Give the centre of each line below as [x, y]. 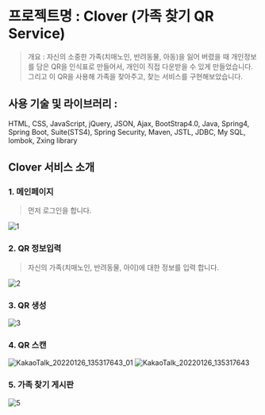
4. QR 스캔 [27, 344]
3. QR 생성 [27, 305]
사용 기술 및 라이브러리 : [63, 104]
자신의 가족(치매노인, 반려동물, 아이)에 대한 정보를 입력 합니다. [123, 267]
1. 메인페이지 [31, 192]
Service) [37, 34]
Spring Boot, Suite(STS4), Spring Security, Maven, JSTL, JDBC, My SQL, [127, 132]
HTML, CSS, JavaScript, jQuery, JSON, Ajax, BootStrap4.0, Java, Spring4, [129, 123]
